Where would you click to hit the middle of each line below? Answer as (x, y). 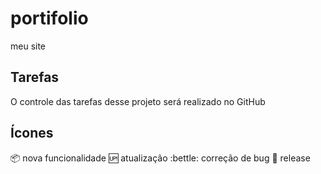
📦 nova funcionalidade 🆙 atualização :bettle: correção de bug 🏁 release (160, 158)
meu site (28, 46)
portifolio (49, 18)
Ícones (32, 133)
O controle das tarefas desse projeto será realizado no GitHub (138, 101)
